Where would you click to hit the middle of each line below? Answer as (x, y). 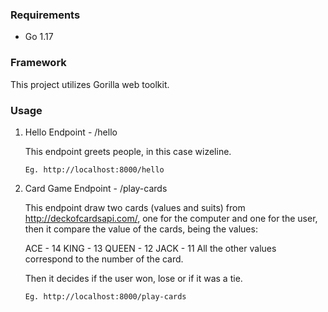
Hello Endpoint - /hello (71, 132)
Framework (38, 63)
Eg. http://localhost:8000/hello (94, 169)
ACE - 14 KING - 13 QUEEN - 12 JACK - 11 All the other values (150, 248)
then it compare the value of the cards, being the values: (141, 229)
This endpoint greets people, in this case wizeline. (128, 151)
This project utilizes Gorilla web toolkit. (90, 84)
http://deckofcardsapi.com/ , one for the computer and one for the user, (171, 218)
